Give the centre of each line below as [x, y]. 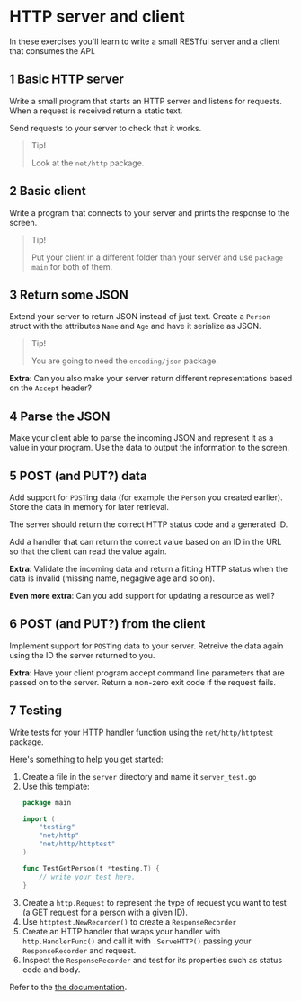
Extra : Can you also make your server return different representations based [151, 379]
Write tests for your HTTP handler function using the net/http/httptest [142, 732]
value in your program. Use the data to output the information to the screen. [150, 448]
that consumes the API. [53, 50]
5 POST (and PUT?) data [78, 475]
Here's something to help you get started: [86, 759]
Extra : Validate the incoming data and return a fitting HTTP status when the [149, 569]
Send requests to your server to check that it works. [106, 128]
